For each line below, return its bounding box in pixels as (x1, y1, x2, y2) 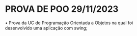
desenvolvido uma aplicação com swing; (5, 25, 87, 31)
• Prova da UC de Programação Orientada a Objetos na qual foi (5, 20, 133, 26)
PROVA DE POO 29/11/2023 (5, 3, 119, 15)
